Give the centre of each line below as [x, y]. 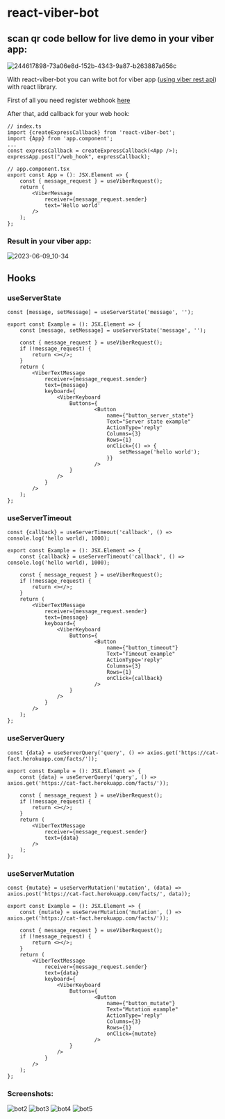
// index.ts [24, 126]
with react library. [32, 87]
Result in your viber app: [49, 241]
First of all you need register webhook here [69, 100]
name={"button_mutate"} [141, 1003]
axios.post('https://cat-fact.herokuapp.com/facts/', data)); [99, 894]
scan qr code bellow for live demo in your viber [111, 39]
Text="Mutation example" [142, 1009]
